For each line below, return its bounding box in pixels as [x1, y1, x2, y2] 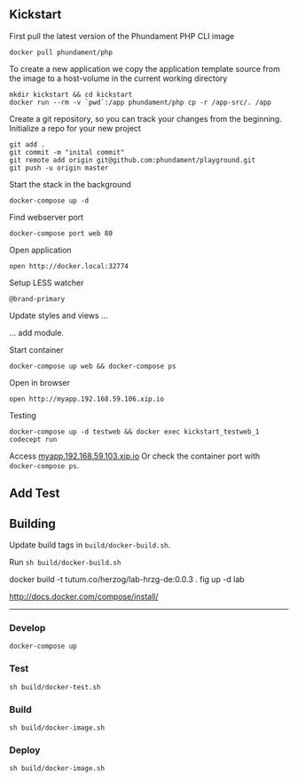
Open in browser [9, 377, 71, 387]
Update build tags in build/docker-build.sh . [9, 539, 171, 550]
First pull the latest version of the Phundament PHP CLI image [9, 30, 235, 41]
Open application [9, 244, 73, 255]
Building [9, 515, 56, 531]
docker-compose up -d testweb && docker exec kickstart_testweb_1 [9, 427, 260, 436]
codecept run [9, 435, 58, 443]
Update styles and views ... [9, 310, 108, 321]
